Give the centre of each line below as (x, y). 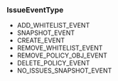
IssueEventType (35, 10)
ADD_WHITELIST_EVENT (53, 26)
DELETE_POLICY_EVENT (53, 63)
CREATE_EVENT (41, 40)
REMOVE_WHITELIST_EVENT (60, 48)
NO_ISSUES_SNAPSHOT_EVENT (64, 71)
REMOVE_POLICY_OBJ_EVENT (62, 55)
